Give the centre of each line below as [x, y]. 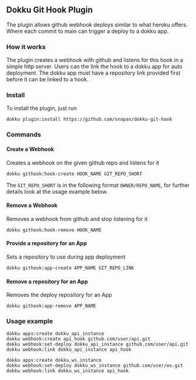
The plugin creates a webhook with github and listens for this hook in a [95, 60]
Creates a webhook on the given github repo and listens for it [83, 163]
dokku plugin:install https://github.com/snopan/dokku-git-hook [89, 120]
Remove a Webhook [32, 205]
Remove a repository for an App [47, 281]
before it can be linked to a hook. [48, 80]
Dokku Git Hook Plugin [49, 10]
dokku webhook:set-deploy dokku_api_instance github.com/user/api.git [97, 344]
